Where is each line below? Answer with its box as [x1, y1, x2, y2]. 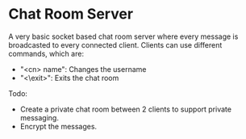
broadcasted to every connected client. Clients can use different [8, 40, 223, 49]
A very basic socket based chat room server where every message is [8, 32, 239, 41]
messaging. [19, 112, 59, 122]
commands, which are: [8, 48, 85, 58]
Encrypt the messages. [19, 121, 98, 131]
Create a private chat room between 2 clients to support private [19, 104, 232, 114]
